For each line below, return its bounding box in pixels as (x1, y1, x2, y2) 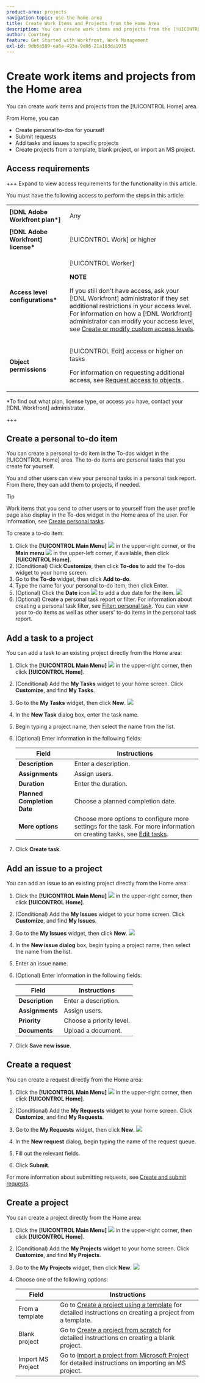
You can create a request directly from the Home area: (6, 1075, 143, 1083)
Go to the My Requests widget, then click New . (15, 1126, 135, 1133)
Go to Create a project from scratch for (60, 1326, 171, 1334)
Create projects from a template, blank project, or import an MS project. (15, 146, 195, 153)
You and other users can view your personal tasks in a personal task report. (6, 474, 196, 482)
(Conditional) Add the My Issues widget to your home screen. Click (15, 910, 185, 918)
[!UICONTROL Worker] (69, 259, 135, 267)
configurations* (9, 295, 57, 304)
